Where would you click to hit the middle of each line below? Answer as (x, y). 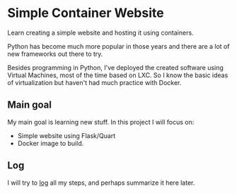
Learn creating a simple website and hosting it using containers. (100, 33)
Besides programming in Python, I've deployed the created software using (116, 67)
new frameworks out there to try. (55, 54)
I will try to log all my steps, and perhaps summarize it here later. (101, 183)
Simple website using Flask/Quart (67, 135)
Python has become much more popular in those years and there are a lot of (118, 46)
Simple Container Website (86, 13)
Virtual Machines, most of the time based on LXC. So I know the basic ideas (118, 75)
